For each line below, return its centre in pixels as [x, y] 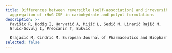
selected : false [23, 43]
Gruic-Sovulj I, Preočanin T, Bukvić [50, 29]
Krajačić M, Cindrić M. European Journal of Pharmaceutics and [79, 38]
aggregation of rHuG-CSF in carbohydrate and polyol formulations [82, 15]
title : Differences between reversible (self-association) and [74, 10]
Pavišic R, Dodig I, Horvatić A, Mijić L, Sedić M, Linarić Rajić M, [85, 24]
